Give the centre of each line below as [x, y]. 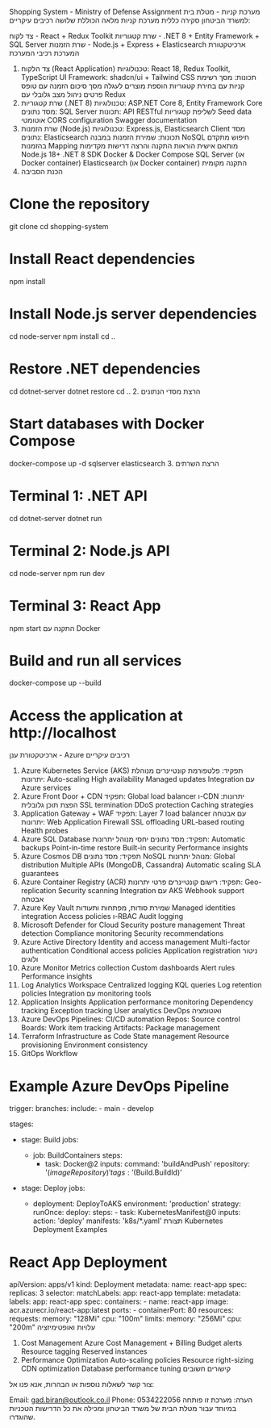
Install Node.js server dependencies [133, 314]
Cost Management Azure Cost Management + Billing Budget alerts [131, 1343]
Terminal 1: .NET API [78, 496]
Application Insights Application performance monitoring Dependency [137, 1002]
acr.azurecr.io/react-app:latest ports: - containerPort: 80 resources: [122, 1310]
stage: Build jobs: [50, 1140]
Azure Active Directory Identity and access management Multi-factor [135, 942]
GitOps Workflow [49, 1054]
